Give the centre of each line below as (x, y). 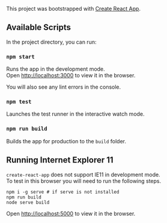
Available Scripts (38, 27)
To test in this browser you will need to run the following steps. (84, 181)
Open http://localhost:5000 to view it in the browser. (71, 213)
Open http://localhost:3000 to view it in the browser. (71, 76)
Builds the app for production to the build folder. (66, 141)
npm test (19, 102)
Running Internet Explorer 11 (60, 160)
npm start (20, 57)
